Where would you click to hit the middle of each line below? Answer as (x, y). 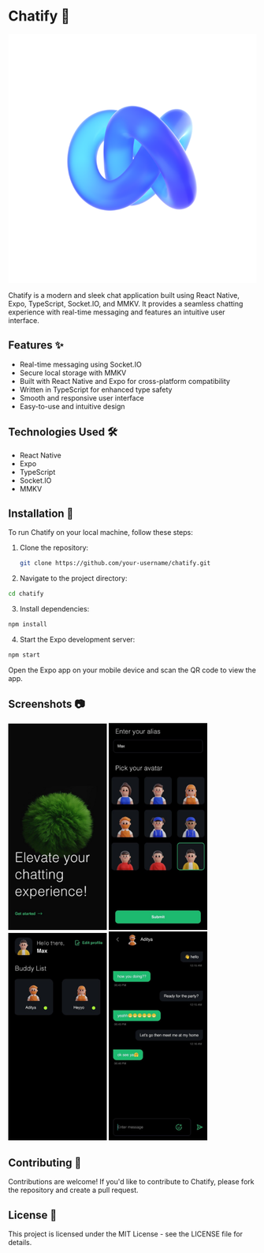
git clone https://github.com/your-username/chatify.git (115, 563)
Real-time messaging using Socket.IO (80, 364)
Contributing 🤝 (45, 1163)
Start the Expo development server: (77, 640)
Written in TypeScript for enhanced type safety (96, 389)
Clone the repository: (54, 547)
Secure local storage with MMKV (73, 373)
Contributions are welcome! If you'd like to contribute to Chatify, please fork (131, 1182)
